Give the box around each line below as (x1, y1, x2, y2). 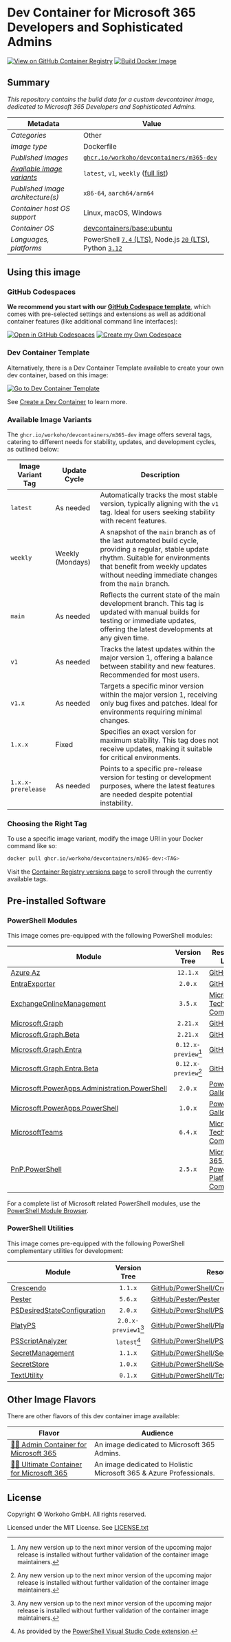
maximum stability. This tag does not (100, 735, 219, 745)
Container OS (10, 223, 55, 233)
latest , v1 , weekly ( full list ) (83, 168, 168, 178)
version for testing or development (100, 772, 212, 782)
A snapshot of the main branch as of (100, 527, 216, 537)
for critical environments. (100, 752, 181, 762)
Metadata (27, 118, 60, 128)
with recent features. (100, 516, 167, 526)
